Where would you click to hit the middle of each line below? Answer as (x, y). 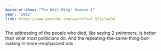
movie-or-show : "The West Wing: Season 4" (50, 10)
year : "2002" (19, 14)
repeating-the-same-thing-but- (117, 38)
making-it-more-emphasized (35, 44)
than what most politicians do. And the (45, 38)
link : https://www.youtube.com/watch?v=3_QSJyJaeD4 (60, 19)
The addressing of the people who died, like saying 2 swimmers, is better (81, 33)
